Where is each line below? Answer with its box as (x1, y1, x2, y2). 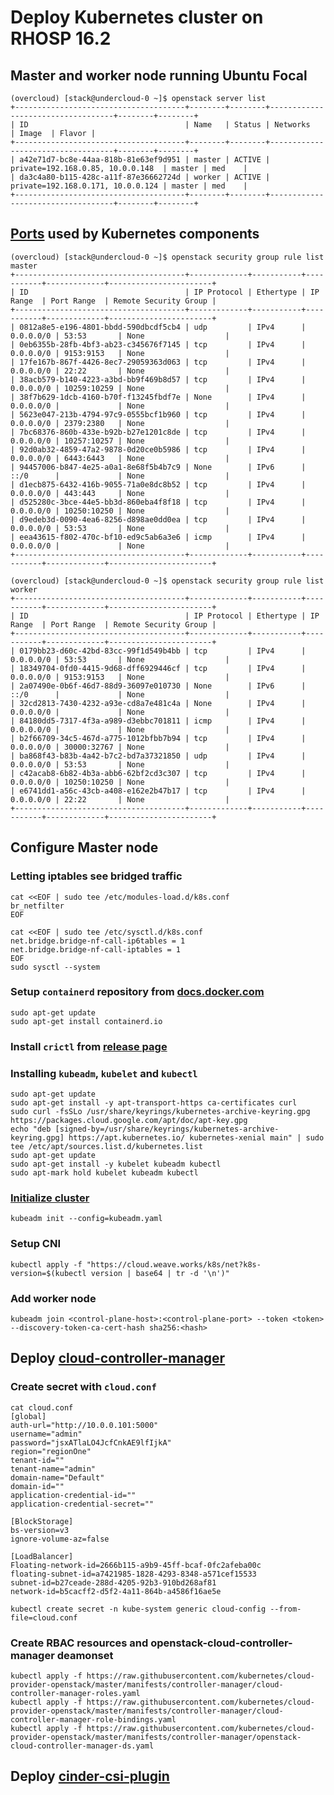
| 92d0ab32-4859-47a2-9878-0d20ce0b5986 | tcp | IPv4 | (10, 444, 307, 455)
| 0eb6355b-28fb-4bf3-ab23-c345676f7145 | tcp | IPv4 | (10, 339, 307, 350)
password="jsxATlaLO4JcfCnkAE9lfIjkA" (10, 1437, 172, 1448)
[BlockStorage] (10, 1516, 74, 1526)
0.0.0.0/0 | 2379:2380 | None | (10, 418, 230, 428)
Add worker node (10, 1291, 97, 1305)
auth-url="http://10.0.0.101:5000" (10, 1420, 159, 1430)
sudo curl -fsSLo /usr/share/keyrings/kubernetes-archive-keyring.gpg (10, 1107, 311, 1117)
